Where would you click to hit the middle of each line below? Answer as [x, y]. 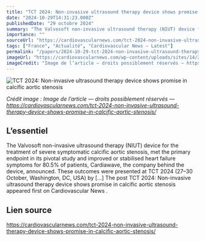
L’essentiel [27, 131]
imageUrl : [19, 57]
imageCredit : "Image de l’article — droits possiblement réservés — [95, 63]
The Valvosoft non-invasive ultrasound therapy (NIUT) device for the [92, 146]
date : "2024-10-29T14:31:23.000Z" [50, 18]
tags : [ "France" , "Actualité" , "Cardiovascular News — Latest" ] [90, 46]
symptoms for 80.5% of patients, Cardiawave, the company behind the [95, 165]
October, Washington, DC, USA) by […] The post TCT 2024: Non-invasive [99, 178]
